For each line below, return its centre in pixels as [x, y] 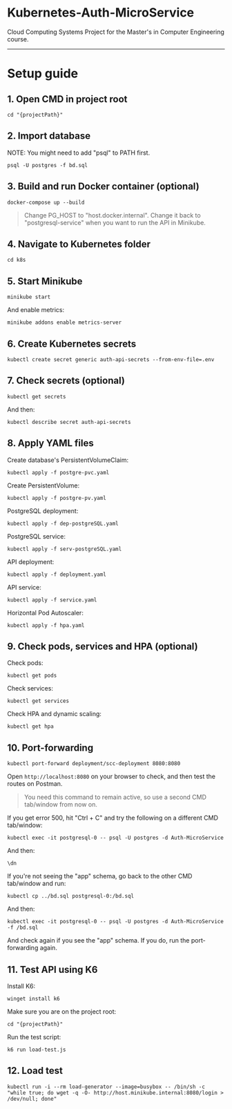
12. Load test [35, 1071]
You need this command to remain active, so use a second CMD [115, 797]
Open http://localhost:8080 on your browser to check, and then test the [112, 777]
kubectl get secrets [37, 396]
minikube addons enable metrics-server [65, 322]
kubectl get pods [32, 676]
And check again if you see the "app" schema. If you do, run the [98, 941]
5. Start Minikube [45, 281]
